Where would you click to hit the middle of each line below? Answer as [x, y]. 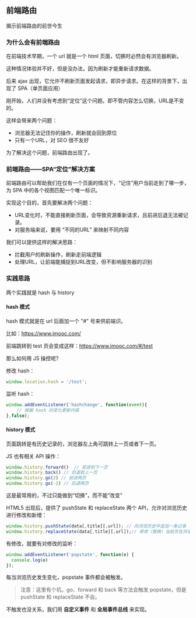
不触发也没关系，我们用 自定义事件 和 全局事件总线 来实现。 [78, 609]
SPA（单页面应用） [40, 88]
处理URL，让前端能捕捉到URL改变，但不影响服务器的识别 [83, 262]
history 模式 [21, 429]
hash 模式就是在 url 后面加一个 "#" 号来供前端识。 [66, 321]
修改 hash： [20, 371]
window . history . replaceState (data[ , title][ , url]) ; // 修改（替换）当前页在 [94, 531]
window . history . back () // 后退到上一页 [52, 472]
